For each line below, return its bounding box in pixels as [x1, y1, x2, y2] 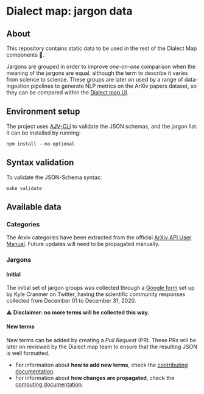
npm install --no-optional [6, 141, 75, 147]
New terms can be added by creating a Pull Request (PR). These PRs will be [6, 336, 197, 343]
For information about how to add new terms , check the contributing [15, 361, 188, 368]
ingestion [6, 82, 30, 90]
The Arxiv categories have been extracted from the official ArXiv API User [6, 234, 192, 241]
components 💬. [6, 51, 44, 58]
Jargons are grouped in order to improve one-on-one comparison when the [6, 63, 196, 70]
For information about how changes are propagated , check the [15, 374, 175, 381]
